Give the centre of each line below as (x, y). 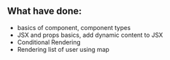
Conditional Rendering (49, 42)
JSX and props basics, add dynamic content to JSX (90, 35)
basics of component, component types (74, 27)
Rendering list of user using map (63, 49)
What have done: (45, 11)
